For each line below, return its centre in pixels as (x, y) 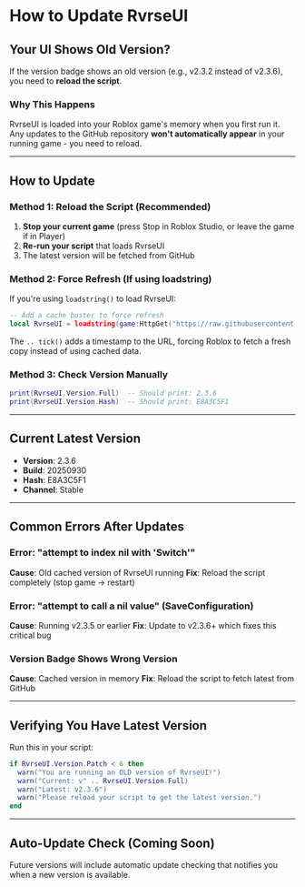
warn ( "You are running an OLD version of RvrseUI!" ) (119, 772)
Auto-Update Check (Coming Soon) (112, 843)
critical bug (30, 635)
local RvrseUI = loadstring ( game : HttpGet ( (91, 324)
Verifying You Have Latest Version (108, 726)
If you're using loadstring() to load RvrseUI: (93, 299)
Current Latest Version (75, 439)
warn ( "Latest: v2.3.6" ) (62, 789)
